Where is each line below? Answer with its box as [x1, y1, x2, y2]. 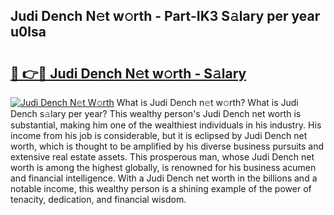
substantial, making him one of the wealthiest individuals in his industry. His [10, 119, 322, 131]
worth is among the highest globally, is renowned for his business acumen [10, 162, 317, 173]
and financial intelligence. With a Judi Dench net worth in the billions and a [10, 172, 318, 184]
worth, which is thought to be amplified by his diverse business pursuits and [10, 140, 325, 152]
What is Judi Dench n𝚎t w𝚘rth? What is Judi [116, 97, 299, 108]
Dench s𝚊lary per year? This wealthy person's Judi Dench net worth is [10, 108, 302, 119]
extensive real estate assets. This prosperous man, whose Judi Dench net [10, 151, 315, 163]
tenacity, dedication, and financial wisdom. [10, 194, 187, 205]
